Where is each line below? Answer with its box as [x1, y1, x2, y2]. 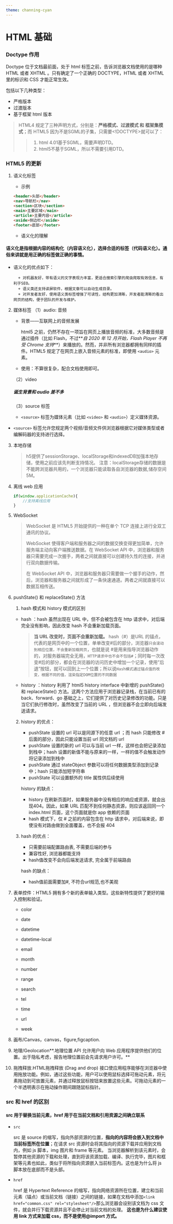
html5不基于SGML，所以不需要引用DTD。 [38, 146, 127, 152]
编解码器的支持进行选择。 [13, 431, 68, 437]
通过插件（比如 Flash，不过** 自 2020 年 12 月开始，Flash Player [20, 335, 157, 341]
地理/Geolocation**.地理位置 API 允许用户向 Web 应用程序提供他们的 [13, 1048, 158, 1054]
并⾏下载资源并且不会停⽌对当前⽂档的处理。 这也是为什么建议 [31, 1207, 163, 1213]
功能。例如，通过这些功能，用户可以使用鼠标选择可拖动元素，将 [27, 1071, 162, 1077]
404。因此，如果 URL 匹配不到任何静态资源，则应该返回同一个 [33, 803, 165, 809]
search [20, 986, 36, 993]
